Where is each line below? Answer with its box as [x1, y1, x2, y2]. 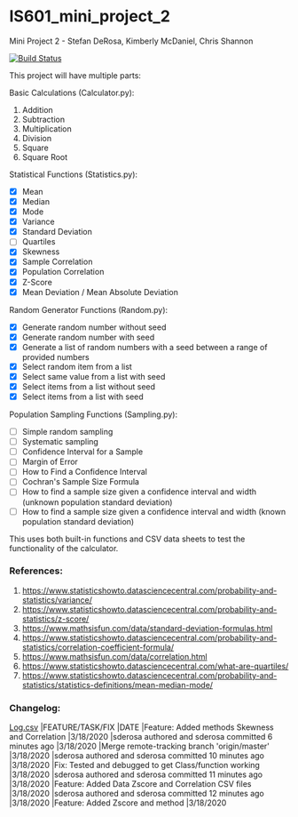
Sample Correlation [21, 256, 93, 268]
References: [9, 565, 64, 577]
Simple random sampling [21, 427, 114, 437]
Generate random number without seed [21, 322, 167, 332]
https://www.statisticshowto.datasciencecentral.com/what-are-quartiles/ [21, 661, 289, 671]
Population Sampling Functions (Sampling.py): [9, 409, 178, 420]
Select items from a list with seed [21, 391, 144, 402]
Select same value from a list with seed [21, 371, 166, 381]
